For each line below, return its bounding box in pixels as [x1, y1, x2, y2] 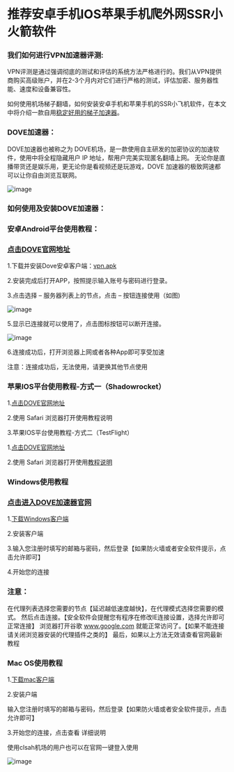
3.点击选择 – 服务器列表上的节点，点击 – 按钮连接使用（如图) [7, 291, 181, 300]
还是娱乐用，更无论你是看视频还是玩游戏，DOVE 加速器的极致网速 [25, 162, 215, 171]
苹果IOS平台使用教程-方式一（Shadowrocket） [7, 381, 166, 391]
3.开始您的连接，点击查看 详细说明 [7, 729, 107, 737]
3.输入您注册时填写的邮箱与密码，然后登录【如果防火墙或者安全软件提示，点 [7, 544, 226, 553]
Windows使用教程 [7, 477, 69, 487]
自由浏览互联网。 [31, 171, 81, 179]
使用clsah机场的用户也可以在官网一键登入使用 [7, 743, 139, 752]
